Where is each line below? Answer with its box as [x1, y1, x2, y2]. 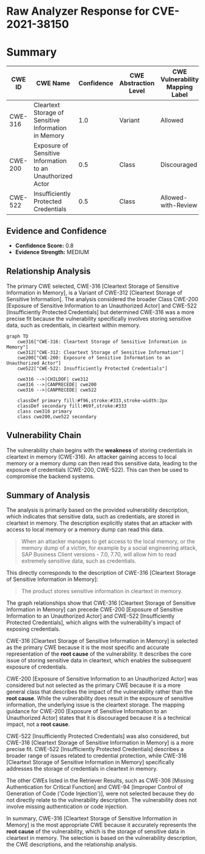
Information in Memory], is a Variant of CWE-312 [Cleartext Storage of [6, 289, 183, 296]
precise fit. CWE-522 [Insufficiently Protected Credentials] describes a [6, 746, 184, 753]
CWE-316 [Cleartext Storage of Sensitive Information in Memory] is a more [6, 739, 194, 746]
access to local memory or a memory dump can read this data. [6, 526, 164, 533]
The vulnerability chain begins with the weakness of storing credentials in [6, 446, 193, 454]
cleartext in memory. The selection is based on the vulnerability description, [6, 834, 197, 842]
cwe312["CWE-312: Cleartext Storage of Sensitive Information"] [17, 349, 184, 356]
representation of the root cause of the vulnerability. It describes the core [6, 650, 192, 657]
